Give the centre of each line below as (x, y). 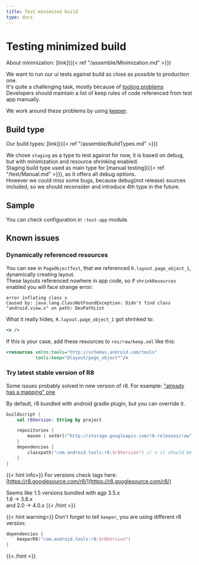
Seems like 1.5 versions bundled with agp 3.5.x (63, 493)
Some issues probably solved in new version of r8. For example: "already (95, 386)
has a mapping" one (31, 392)
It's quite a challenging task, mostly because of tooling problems (85, 87)
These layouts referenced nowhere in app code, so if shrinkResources (91, 280)
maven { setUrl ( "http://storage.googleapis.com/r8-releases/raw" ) (111, 436)
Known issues (33, 238)
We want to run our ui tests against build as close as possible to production (98, 74)
